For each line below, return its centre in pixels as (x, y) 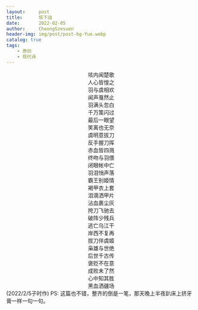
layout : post (28, 12)
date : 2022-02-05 (36, 23)
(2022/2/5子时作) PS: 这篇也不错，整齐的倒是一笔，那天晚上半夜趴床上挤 (97, 293)
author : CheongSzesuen (40, 29)
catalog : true (24, 40)
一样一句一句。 (30, 301)
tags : (13, 46)
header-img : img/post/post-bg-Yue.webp (56, 34)
